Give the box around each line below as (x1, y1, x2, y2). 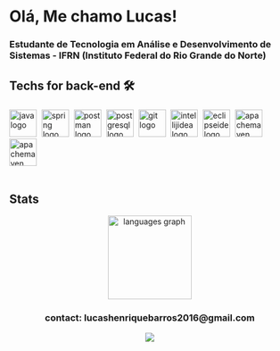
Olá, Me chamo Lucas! (9, 6, 177, 27)
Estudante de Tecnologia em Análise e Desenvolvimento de (9, 38, 272, 51)
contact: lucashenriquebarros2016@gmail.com (44, 312, 256, 324)
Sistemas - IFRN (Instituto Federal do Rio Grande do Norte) (9, 49, 267, 62)
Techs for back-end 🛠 (9, 78, 136, 93)
